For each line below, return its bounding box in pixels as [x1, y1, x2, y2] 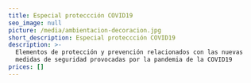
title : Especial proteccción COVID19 [8, 11, 133, 20]
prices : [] [8, 63, 44, 71]
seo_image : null [8, 19, 62, 27]
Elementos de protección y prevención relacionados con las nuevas [15, 48, 244, 56]
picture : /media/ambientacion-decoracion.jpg [8, 26, 161, 34]
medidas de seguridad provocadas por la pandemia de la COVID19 [15, 56, 233, 64]
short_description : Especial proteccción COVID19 [8, 33, 176, 42]
